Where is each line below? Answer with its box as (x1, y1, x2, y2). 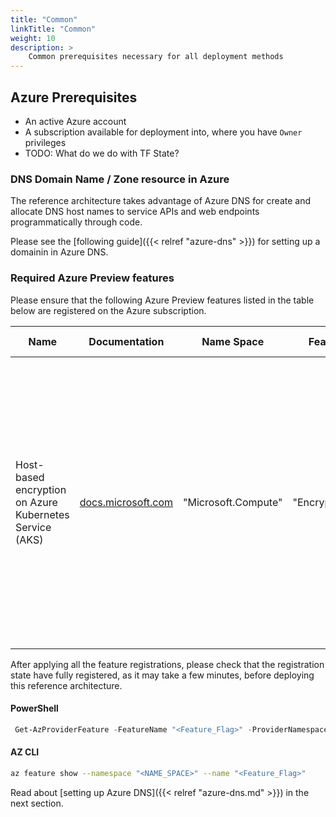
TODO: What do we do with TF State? (24, 147, 180, 159)
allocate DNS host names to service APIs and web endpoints (10, 206, 260, 218)
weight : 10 (10, 33, 56, 43)
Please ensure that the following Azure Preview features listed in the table (10, 294, 315, 306)
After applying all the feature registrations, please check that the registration (10, 658, 325, 670)
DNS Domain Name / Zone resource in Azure (10, 172, 230, 186)
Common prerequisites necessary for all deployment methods (28, 52, 284, 62)
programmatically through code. (10, 216, 143, 228)
